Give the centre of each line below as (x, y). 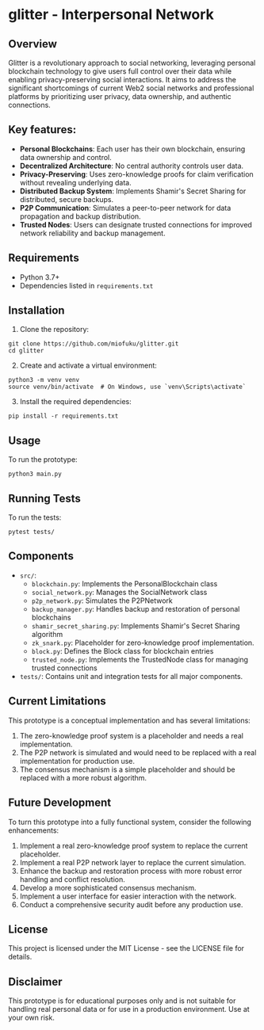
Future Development (60, 803)
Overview (33, 44)
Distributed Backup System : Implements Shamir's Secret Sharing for (133, 191)
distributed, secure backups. (67, 199)
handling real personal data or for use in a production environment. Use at (129, 1009)
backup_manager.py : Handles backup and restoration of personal (136, 608)
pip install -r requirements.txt (63, 416)
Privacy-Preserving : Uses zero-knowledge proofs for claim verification (136, 174)
